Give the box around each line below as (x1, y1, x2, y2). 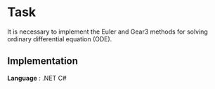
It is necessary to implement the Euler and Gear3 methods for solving (7, 27, 209, 36)
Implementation (7, 55, 79, 67)
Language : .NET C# (7, 74, 67, 82)
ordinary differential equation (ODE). (7, 34, 112, 43)
